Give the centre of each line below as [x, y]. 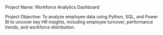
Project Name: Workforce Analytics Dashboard [52, 7]
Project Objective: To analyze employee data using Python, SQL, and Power [81, 17]
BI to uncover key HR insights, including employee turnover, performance [79, 22]
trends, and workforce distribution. [40, 27]
